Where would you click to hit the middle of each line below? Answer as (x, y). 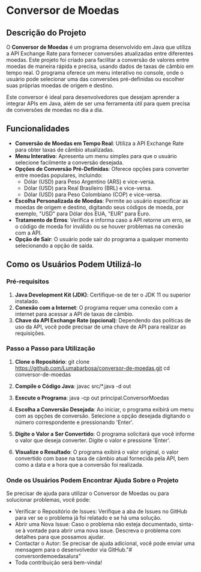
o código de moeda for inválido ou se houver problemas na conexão (99, 226)
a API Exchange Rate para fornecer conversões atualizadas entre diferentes (100, 54)
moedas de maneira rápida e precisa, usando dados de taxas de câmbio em (100, 66)
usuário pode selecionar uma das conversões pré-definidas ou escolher (95, 79)
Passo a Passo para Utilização (51, 348)
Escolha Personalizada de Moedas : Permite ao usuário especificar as (101, 201)
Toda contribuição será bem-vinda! (58, 562)
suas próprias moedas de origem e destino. (60, 85)
